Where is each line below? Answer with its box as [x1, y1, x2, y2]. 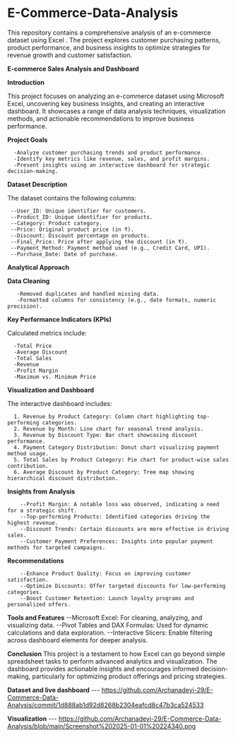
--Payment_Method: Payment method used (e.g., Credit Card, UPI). [10, 244, 211, 251]
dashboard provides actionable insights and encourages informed [7, 664, 199, 673]
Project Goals [7, 136, 48, 144]
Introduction [7, 78, 45, 86]
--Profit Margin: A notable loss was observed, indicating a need [20, 501, 220, 508]
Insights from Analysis [7, 487, 76, 496]
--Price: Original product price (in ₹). [10, 226, 134, 233]
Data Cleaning [7, 277, 50, 285]
